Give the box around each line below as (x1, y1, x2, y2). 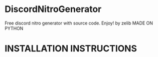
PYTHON (4, 25, 23, 31)
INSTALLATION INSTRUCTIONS (4, 43, 138, 54)
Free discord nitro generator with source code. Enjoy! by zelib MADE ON (4, 20, 153, 26)
